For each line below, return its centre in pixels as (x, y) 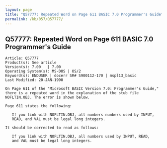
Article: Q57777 (22, 58)
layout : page (19, 10)
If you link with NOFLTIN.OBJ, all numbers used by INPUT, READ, (81, 137)
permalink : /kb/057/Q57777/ (34, 19)
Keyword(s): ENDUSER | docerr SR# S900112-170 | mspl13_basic (71, 76)
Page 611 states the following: (39, 106)
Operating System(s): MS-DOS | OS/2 (43, 72)
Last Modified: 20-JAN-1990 (34, 80)
